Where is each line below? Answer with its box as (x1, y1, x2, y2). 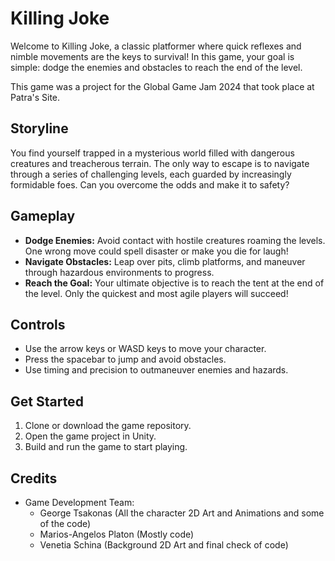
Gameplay (10, 208, 76, 225)
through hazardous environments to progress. (24, 266, 215, 278)
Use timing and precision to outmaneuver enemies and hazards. (24, 364, 289, 376)
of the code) (39, 518, 92, 529)
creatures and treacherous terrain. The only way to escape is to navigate (10, 157, 310, 169)
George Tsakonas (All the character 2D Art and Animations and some (39, 507, 325, 519)
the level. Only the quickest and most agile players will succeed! (24, 287, 289, 299)
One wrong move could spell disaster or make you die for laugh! (24, 245, 289, 257)
